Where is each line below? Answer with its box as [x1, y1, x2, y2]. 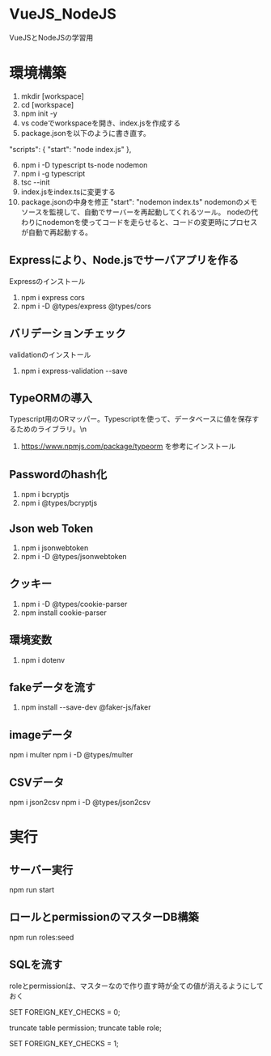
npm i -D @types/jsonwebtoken [20, 551, 128, 561]
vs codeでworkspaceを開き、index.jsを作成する [20, 118, 181, 128]
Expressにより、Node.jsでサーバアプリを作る [9, 253, 239, 267]
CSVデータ [9, 775, 64, 789]
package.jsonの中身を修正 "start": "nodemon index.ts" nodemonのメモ [20, 197, 258, 206]
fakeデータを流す [9, 681, 96, 694]
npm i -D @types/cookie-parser [20, 599, 128, 609]
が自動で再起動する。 [20, 227, 92, 237]
